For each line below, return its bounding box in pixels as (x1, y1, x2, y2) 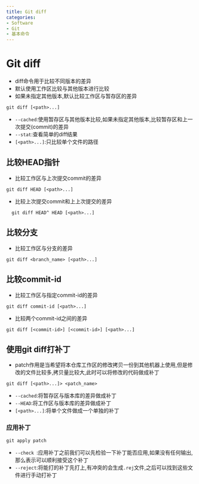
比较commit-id (6, 274, 62, 285)
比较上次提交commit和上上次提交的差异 (14, 197, 112, 205)
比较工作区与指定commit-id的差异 (14, 291, 98, 299)
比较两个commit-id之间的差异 (14, 314, 88, 321)
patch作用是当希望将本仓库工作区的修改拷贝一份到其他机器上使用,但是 (14, 361, 188, 369)
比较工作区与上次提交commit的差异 (14, 175, 102, 182)
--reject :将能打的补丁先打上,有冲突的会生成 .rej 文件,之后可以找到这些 (14, 464, 188, 471)
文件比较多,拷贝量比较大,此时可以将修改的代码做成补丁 (25, 369, 160, 376)
